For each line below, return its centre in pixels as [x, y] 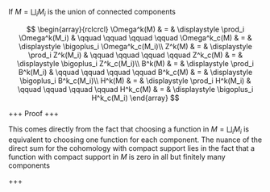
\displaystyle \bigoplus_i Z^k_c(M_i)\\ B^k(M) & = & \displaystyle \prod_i [135, 63]
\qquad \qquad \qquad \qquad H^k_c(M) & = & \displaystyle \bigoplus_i [135, 89]
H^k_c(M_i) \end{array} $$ [135, 98]
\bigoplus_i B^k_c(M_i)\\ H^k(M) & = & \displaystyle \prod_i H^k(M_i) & [135, 81]
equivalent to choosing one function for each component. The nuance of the [135, 140]
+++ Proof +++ [33, 113]
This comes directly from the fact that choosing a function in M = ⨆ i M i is [129, 130]
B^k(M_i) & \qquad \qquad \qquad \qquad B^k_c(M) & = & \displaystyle [135, 72]
